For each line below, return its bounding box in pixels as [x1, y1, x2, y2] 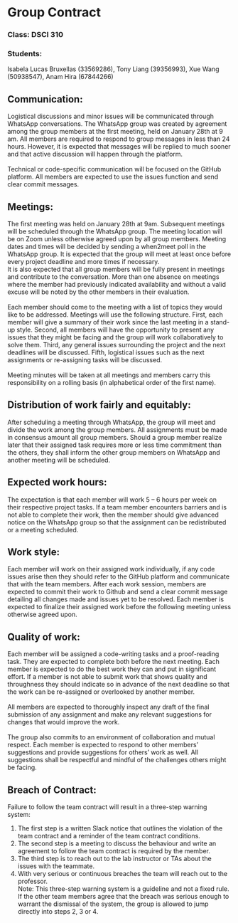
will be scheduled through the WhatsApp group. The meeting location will [7, 227, 222, 236]
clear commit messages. [7, 180, 80, 189]
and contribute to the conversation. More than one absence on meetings [7, 273, 220, 281]
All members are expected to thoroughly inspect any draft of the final [7, 702, 210, 712]
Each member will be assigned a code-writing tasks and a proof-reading [7, 650, 220, 658]
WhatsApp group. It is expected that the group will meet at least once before [7, 250, 232, 258]
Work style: [7, 546, 60, 559]
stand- [210, 318, 230, 327]
